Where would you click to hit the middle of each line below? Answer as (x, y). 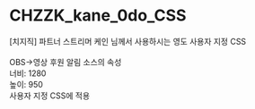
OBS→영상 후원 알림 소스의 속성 (66, 62)
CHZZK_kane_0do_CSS (98, 16)
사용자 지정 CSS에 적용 (50, 96)
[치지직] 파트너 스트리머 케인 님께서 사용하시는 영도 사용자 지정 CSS (128, 41)
